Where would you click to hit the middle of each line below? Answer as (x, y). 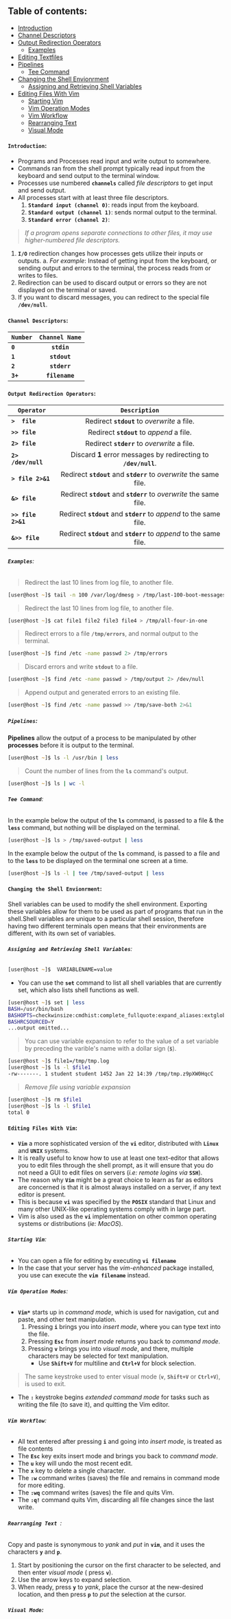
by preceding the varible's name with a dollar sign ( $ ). (100, 1049)
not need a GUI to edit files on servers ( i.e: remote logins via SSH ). (110, 1172)
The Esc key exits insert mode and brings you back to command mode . (118, 1456)
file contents (35, 1449)
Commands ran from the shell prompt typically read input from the (111, 168)
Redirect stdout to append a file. (139, 432)
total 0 (19, 1113)
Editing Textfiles (40, 57)
